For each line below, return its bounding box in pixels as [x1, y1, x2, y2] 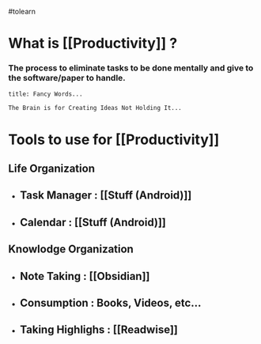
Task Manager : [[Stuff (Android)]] [19, 189, 192, 202]
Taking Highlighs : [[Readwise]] [19, 323, 178, 337]
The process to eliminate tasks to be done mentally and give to [8, 62, 254, 74]
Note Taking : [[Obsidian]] [19, 269, 150, 283]
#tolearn [8, 7, 36, 16]
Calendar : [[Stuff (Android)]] [19, 215, 166, 229]
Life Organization [8, 162, 95, 176]
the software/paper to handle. [8, 73, 127, 84]
